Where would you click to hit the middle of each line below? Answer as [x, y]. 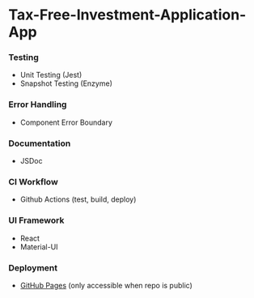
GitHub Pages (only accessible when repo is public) [106, 285]
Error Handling [38, 104]
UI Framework [36, 220]
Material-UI [39, 247]
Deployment [33, 267]
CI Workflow [33, 182]
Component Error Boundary [66, 122]
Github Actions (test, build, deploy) [78, 199]
